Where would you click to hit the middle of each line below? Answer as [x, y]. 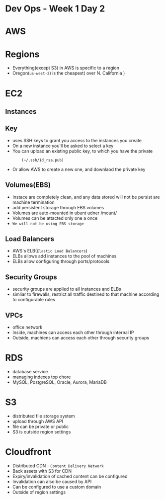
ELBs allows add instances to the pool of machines [64, 256]
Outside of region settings [39, 492]
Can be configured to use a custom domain [57, 487]
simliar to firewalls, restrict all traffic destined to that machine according [86, 294]
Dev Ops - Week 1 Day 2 [55, 9]
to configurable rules [34, 300]
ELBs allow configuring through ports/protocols [61, 261]
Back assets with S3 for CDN [42, 471]
